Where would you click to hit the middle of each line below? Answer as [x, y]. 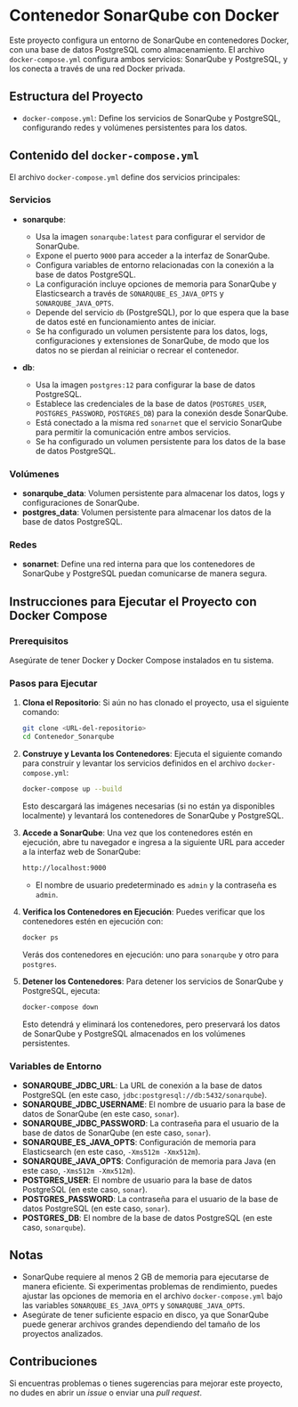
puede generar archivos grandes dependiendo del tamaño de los [141, 1324]
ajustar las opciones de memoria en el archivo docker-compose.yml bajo [152, 1296]
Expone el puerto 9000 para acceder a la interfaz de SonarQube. [153, 256]
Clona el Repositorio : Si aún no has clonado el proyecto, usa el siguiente [155, 703]
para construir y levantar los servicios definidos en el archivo [134, 763]
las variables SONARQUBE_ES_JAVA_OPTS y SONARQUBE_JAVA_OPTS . [133, 1305]
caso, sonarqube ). [54, 1227]
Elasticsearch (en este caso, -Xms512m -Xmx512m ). [111, 1151]
